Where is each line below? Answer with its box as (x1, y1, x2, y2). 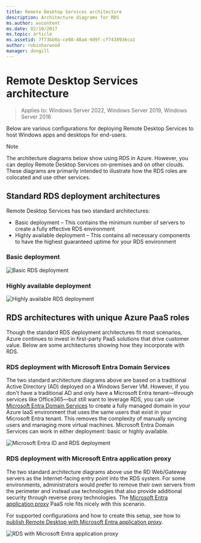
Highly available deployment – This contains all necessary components (14, 231, 191, 238)
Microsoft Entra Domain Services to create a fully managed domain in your (6, 402, 191, 409)
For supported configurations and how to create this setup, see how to (6, 512, 181, 519)
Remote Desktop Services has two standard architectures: (6, 207, 150, 214)
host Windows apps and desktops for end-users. (6, 131, 127, 138)
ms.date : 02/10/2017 (6, 25, 58, 32)
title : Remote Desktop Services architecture (6, 8, 122, 15)
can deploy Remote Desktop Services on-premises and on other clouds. (6, 161, 185, 168)
